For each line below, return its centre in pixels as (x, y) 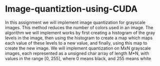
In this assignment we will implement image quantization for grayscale (75, 22)
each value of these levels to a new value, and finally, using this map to (76, 43)
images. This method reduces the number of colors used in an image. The (79, 27)
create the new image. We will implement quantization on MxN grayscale (78, 48)
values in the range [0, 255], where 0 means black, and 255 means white (78, 58)
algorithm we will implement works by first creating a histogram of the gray (80, 33)
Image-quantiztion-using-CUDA (71, 9)
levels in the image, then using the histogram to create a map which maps (79, 38)
